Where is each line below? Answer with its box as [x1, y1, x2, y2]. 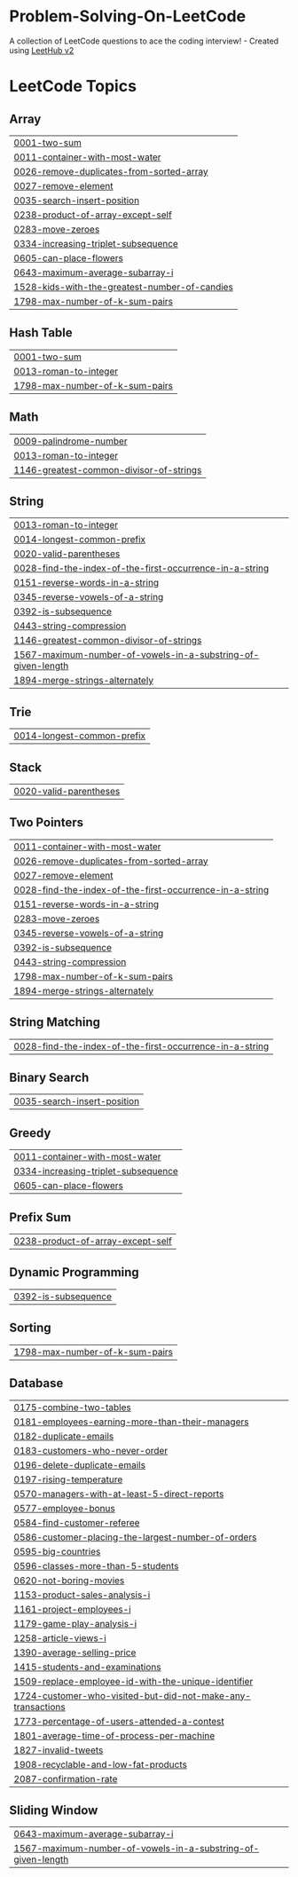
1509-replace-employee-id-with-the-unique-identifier [13, 1675, 254, 1687]
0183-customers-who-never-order [13, 1444, 169, 1456]
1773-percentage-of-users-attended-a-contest [13, 1715, 224, 1727]
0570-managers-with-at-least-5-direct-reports [13, 1487, 224, 1500]
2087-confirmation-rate [13, 1772, 118, 1785]
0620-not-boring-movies [13, 1573, 125, 1586]
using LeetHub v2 [9, 44, 74, 55]
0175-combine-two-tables [13, 1400, 131, 1413]
